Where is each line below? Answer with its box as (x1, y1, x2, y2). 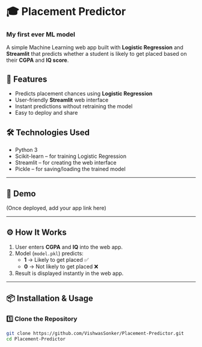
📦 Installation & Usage (6, 294, 93, 304)
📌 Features (6, 74, 47, 84)
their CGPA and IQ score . (6, 56, 69, 64)
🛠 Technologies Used (6, 127, 90, 137)
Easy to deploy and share (14, 109, 78, 116)
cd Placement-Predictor (6, 336, 66, 342)
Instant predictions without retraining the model (14, 103, 133, 110)
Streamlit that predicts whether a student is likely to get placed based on (6, 50, 188, 58)
